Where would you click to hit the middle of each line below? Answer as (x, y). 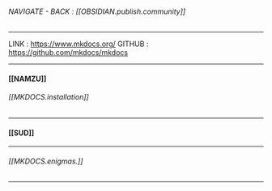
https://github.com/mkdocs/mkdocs (68, 53)
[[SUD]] (21, 133)
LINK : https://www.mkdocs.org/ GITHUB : (79, 44)
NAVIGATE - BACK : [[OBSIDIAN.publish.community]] (97, 11)
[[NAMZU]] (28, 79)
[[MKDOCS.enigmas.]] (46, 161)
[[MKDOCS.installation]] (49, 97)
